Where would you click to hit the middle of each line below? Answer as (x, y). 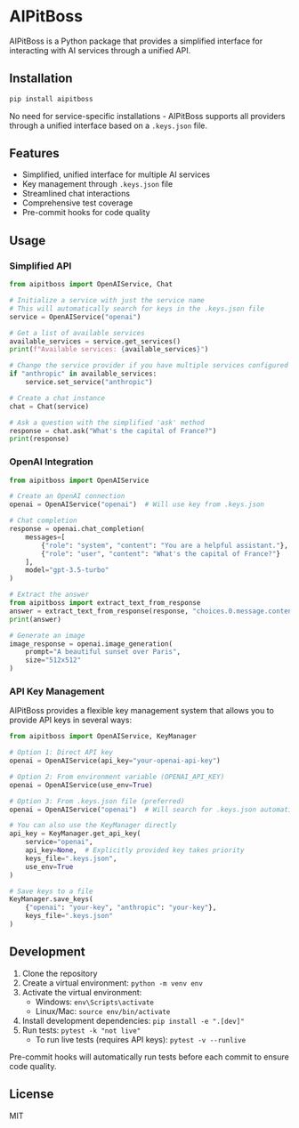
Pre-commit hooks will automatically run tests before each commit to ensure (149, 1057)
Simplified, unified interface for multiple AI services (116, 174)
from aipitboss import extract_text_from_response (105, 603)
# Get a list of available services (77, 333)
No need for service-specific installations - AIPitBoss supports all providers (147, 116)
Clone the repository (60, 973)
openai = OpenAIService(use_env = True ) (81, 785)
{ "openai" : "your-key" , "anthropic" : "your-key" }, (121, 908)
